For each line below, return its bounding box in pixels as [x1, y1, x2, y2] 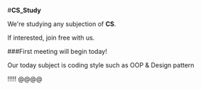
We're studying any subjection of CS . [7, 20, 116, 28]
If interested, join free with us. [7, 33, 95, 42]
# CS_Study [7, 6, 41, 14]
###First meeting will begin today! [7, 47, 108, 55]
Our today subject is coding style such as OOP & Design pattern [7, 61, 195, 69]
